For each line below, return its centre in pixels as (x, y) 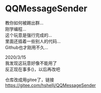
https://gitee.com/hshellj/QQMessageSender (50, 85)
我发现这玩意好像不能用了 (31, 63)
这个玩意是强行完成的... (29, 35)
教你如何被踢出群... (24, 23)
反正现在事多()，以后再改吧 (33, 69)
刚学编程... (16, 29)
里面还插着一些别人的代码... (33, 41)
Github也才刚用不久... (27, 47)
